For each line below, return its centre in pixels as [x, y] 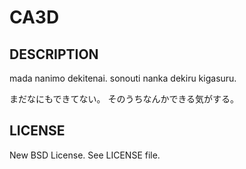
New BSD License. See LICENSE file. [85, 155]
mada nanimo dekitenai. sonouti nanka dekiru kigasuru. [123, 78]
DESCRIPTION [54, 54]
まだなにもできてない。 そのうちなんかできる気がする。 [124, 99]
